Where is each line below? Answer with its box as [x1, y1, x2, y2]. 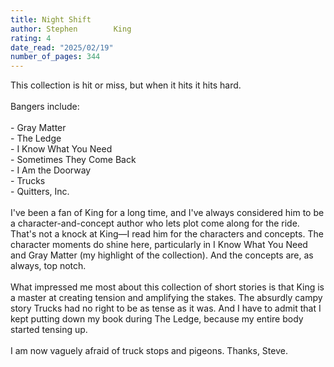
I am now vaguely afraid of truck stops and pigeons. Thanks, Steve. [10, 345, 288, 357]
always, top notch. [10, 260, 87, 272]
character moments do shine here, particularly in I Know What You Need [10, 239, 308, 251]
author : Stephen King [10, 24, 132, 34]
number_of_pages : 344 [10, 52, 101, 62]
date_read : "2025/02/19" [10, 42, 114, 53]
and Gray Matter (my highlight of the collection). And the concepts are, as [10, 249, 314, 261]
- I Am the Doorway [10, 164, 92, 176]
